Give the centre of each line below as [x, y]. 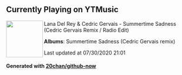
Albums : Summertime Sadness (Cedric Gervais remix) [109, 41]
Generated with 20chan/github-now [51, 66]
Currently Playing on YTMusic [62, 10]
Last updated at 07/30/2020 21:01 [85, 53]
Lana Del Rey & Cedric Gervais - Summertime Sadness [110, 23]
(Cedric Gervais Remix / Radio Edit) [86, 30]
